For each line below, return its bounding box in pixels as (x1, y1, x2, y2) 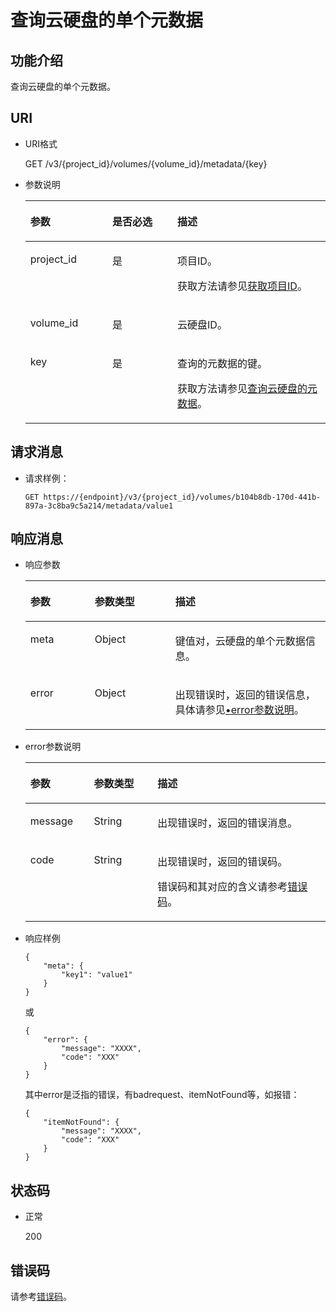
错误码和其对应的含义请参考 (157, 880, 288, 894)
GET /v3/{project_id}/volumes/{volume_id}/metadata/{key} (24, 157, 268, 170)
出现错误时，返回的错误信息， (174, 688, 316, 702)
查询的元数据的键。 (177, 356, 268, 370)
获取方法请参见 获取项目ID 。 (177, 279, 308, 293)
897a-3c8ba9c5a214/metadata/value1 (24, 501, 174, 511)
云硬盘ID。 (177, 317, 228, 331)
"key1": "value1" (61, 970, 133, 980)
